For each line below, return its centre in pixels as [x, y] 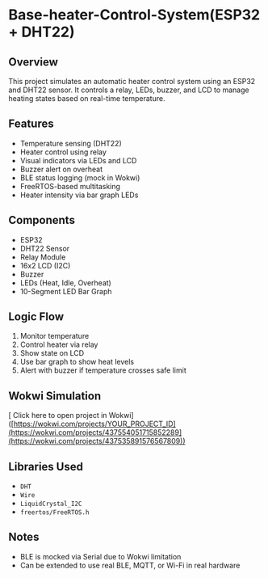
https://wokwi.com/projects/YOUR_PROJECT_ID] [94, 424]
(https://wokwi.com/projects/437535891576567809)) [97, 441]
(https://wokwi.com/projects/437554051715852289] [95, 432]
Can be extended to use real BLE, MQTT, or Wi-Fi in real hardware [130, 565]
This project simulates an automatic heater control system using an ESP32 [132, 81]
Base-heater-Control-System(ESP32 [134, 15]
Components [42, 220]
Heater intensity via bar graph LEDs [79, 195]
